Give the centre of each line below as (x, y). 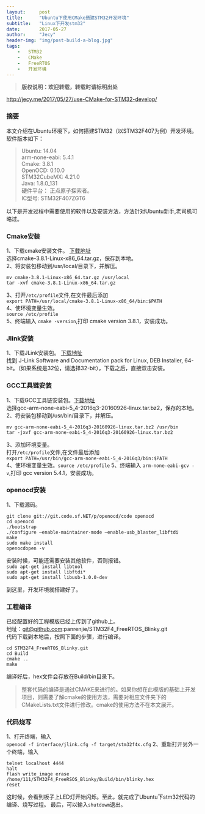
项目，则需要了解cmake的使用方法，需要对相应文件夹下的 (94, 697)
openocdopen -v (26, 548)
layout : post (28, 12)
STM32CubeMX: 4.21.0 (51, 177)
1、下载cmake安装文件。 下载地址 (49, 250)
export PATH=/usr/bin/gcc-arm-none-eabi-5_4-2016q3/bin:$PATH (87, 458)
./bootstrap (21, 527)
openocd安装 (26, 490)
